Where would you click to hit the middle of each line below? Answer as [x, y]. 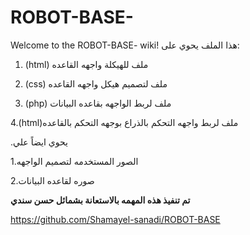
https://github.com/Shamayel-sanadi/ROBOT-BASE [115, 219]
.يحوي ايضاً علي [39, 142]
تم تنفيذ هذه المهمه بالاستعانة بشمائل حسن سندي [100, 200]
